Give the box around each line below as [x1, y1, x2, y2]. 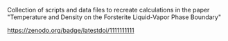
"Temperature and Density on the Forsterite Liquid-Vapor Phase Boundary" [7, 13, 222, 21]
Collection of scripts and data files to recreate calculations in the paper [7, 6, 210, 14]
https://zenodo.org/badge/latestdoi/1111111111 [7, 27, 134, 34]
